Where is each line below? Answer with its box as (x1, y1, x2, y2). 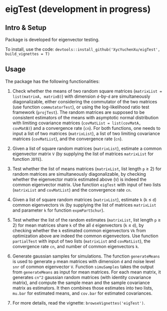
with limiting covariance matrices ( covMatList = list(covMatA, (12, 120, 141, 126)
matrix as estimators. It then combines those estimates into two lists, (12, 285, 154, 291)
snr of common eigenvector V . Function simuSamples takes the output (12, 264, 154, 270)
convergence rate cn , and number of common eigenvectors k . (12, 243, 140, 249)
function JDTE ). (12, 156, 43, 162)
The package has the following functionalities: (5, 78, 100, 84)
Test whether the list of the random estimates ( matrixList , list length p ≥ (12, 217, 161, 223)
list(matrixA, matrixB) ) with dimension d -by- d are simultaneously (12, 93, 151, 99)
